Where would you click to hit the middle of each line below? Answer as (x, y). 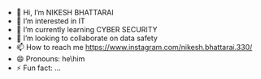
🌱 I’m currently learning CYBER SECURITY (87, 29)
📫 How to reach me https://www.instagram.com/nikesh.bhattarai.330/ (134, 47)
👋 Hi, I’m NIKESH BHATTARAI (65, 12)
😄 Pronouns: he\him (50, 59)
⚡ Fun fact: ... (38, 68)
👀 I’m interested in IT (50, 21)
